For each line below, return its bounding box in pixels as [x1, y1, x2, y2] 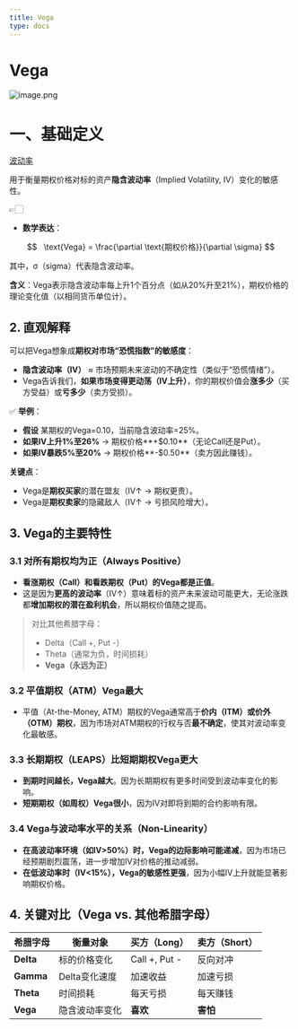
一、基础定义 [9, 124, 105, 144]
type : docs [9, 22, 50, 31]
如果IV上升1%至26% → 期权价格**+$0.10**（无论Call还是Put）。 [22, 436, 266, 447]
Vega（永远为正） [44, 659, 112, 670]
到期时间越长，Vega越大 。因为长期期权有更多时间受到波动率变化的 [22, 775, 271, 786]
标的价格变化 [58, 953, 114, 965]
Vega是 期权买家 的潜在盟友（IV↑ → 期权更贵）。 [22, 485, 197, 496]
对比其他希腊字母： [31, 618, 103, 629]
